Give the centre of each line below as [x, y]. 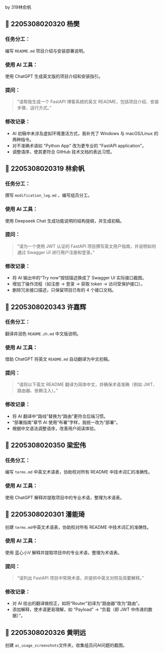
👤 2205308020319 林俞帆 [45, 169]
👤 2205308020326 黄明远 [46, 632]
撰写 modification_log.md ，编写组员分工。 [48, 195]
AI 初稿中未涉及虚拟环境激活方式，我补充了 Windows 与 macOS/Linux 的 [85, 133]
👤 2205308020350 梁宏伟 [46, 445]
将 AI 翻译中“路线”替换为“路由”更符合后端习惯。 [60, 416]
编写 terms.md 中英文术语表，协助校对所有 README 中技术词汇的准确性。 [79, 472]
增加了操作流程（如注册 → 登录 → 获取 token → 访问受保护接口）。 [79, 284]
